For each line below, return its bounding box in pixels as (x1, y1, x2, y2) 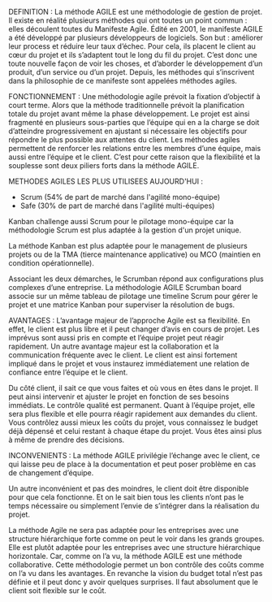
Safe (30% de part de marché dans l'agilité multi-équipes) (19, 201, 215, 210)
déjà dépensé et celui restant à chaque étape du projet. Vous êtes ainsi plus (8, 427, 262, 435)
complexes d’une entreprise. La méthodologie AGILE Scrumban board (8, 283, 242, 292)
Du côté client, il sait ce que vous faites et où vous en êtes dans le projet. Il (8, 383, 258, 392)
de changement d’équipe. (8, 468, 94, 478)
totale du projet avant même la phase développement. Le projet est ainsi (8, 109, 250, 119)
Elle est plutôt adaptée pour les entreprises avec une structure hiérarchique (8, 543, 261, 552)
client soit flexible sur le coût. (8, 586, 107, 596)
